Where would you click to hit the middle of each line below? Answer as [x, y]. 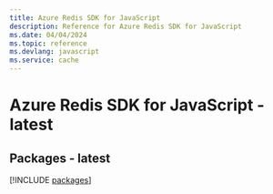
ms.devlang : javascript [55, 52]
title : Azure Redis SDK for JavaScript [85, 18]
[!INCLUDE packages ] [51, 180]
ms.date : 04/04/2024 [49, 35]
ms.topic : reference [49, 43]
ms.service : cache [44, 60]
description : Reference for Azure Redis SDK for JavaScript [126, 26]
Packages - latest [60, 158]
